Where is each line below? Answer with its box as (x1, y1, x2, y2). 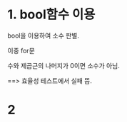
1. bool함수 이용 (7, 6, 96, 23)
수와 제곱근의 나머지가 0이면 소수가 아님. (7, 61, 120, 70)
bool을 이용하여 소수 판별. (7, 31, 80, 40)
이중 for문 (7, 46, 36, 55)
